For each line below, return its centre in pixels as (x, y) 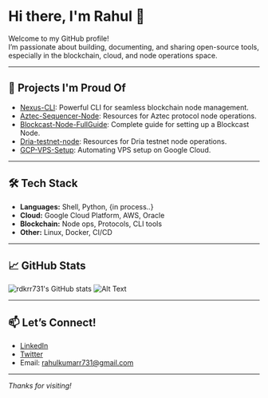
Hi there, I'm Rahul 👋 (77, 16)
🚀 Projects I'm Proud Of (67, 88)
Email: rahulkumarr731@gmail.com (77, 363)
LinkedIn (34, 346)
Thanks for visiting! (40, 386)
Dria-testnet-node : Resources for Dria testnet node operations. (123, 141)
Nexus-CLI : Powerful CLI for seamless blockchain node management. (134, 107)
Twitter (32, 354)
